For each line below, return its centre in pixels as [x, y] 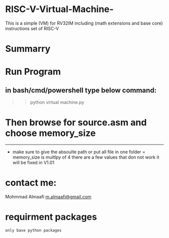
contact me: [31, 183]
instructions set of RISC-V [32, 28]
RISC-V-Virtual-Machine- [60, 9]
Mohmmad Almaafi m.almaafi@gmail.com [48, 197]
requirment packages [51, 217]
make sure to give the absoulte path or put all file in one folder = [79, 152]
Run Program [33, 72]
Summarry [28, 49]
